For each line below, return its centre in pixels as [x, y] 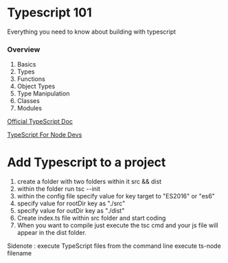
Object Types [36, 87]
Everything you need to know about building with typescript [92, 32]
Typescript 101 [49, 13]
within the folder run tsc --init [59, 189]
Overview [24, 49]
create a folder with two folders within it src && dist [89, 182]
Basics [26, 65]
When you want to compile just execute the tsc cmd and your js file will [117, 225]
